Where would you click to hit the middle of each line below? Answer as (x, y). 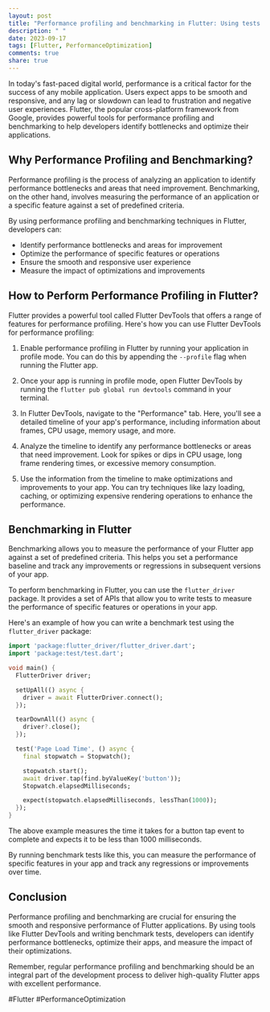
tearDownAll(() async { (55, 720)
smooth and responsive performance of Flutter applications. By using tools (132, 925)
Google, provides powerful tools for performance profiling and (111, 117)
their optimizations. (40, 951)
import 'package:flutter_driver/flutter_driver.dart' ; (102, 646)
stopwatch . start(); (55, 771)
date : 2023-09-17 (37, 38)
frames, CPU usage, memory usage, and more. (98, 430)
